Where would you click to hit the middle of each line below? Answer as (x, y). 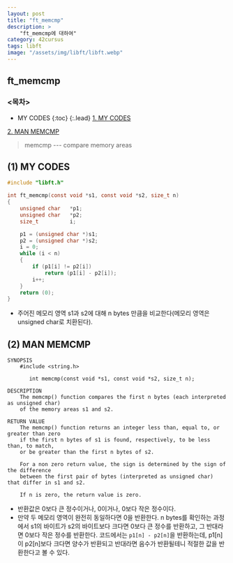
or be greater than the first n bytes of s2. (87, 452)
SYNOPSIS (20, 360)
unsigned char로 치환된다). (55, 322)
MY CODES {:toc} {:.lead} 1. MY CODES (74, 118)
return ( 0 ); (37, 293)
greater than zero (34, 434)
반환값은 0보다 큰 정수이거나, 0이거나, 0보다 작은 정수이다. (97, 509)
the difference (29, 471)
